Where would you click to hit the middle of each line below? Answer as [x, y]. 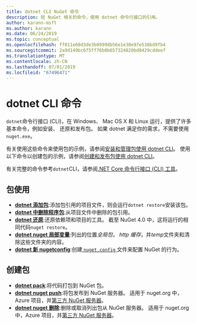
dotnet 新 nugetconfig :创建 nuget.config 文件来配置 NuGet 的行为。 [99, 249]
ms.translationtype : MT [36, 56]
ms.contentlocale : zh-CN [37, 61]
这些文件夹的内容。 [43, 242]
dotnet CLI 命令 [44, 104]
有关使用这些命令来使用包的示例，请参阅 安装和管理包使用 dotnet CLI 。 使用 [99, 149]
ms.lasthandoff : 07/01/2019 [41, 67]
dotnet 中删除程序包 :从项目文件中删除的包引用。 [74, 212]
